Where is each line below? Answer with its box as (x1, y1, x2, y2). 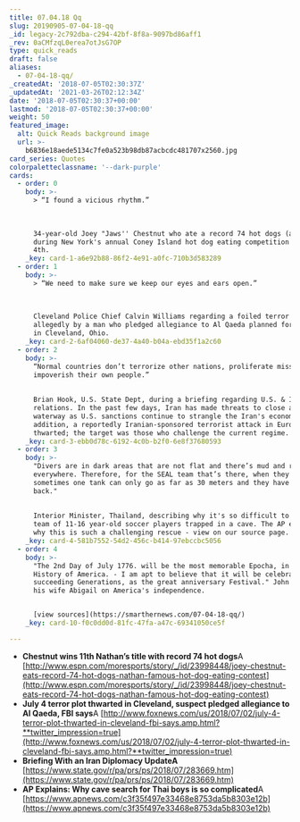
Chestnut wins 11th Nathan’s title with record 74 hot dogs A (21, 650, 244, 661)
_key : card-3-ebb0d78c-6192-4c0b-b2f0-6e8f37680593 (25, 437, 221, 446)
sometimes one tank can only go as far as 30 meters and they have (32, 478, 290, 487)
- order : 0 (17, 180, 58, 189)
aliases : (9, 63, 42, 72)
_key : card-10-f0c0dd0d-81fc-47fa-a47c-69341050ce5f (25, 618, 226, 627)
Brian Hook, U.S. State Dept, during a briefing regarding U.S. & (32, 395, 286, 405)
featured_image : (9, 122, 70, 130)
